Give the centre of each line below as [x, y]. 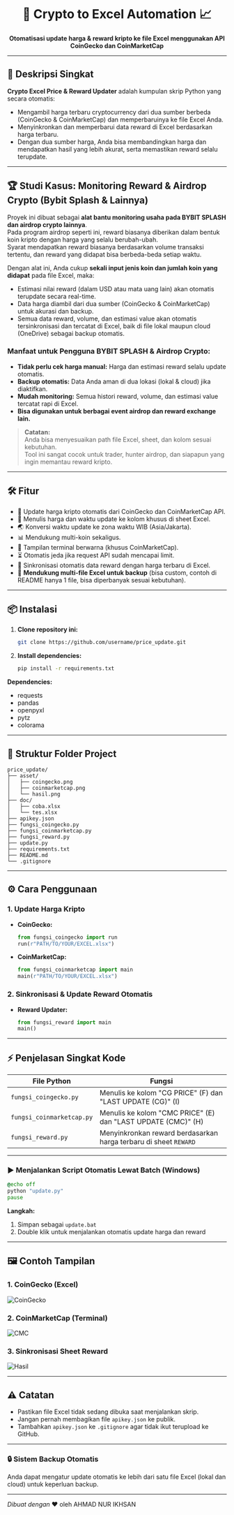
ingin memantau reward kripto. [68, 462]
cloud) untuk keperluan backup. [53, 1484]
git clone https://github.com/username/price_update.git [102, 643]
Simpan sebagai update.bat [57, 1224]
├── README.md [28, 856]
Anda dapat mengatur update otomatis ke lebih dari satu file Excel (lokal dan [117, 1477]
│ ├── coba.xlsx [34, 807]
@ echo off [22, 1185]
